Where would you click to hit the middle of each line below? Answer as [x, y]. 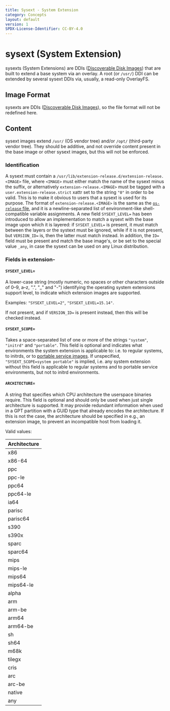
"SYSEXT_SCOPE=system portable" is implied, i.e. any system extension [78, 361]
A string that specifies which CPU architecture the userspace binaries [78, 394]
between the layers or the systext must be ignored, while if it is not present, [84, 230]
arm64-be [21, 626]
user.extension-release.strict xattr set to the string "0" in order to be [80, 192]
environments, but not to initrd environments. [52, 373]
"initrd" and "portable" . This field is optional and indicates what [74, 345]
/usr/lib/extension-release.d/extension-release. [110, 176]
